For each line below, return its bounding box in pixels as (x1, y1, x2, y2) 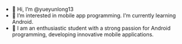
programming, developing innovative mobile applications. (11, 31, 154, 38)
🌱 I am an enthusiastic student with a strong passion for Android (11, 24, 171, 32)
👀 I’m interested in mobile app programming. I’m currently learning (11, 12, 176, 19)
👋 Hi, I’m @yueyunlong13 (11, 6, 74, 12)
